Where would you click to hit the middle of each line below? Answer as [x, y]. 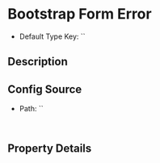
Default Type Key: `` [52, 36]
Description [38, 62]
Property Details [50, 149]
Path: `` [31, 109]
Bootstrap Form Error [80, 14]
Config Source [45, 89]
